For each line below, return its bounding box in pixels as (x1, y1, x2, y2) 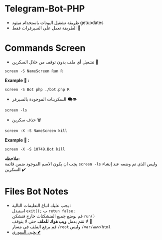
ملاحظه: (4, 155, 20, 161)
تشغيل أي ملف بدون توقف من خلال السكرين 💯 (11, 58, 99, 65)
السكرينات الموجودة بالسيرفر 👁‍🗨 (11, 96, 77, 102)
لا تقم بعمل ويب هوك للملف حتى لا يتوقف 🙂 (11, 218, 93, 224)
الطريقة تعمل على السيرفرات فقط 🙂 (11, 24, 81, 30)
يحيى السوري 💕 (11, 228, 41, 235)
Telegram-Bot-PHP (4, 3, 85, 14)
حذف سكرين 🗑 (11, 116, 41, 122)
